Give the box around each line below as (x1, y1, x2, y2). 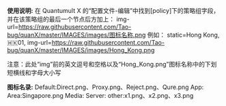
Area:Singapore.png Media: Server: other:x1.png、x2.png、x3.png (7, 92, 194, 99)
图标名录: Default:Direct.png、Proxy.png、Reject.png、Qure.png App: (7, 83, 204, 91)
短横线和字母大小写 (7, 69, 61, 77)
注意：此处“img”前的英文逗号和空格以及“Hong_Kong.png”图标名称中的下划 (7, 60, 217, 68)
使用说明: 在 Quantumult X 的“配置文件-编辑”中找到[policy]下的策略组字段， (7, 7, 220, 14)
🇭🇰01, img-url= (7, 39, 53, 46)
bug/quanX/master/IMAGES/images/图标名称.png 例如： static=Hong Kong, (7, 31, 220, 39)
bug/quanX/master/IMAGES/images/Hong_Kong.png (7, 46, 155, 54)
